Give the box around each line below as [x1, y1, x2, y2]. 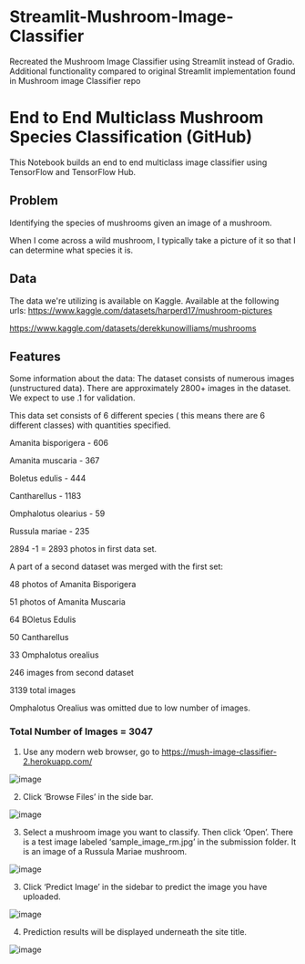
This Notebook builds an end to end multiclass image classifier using [9, 157, 268, 168]
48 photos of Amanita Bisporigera [9, 579, 137, 590]
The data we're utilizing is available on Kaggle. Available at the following [9, 295, 280, 306]
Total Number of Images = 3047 [9, 725, 153, 738]
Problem [9, 193, 59, 209]
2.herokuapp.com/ [22, 755, 93, 767]
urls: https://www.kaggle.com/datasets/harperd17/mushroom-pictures [9, 305, 273, 316]
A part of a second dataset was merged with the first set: [9, 561, 224, 572]
